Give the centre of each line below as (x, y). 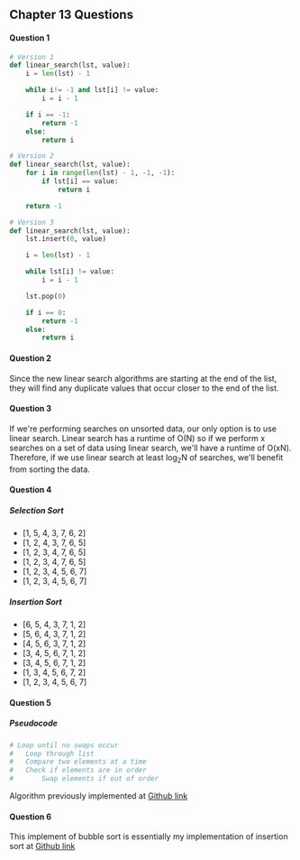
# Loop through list (52, 754)
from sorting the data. (50, 469)
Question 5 (31, 702)
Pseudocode (34, 723)
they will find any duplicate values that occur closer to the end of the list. (144, 388)
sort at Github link (42, 846)
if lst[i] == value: (80, 181)
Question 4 (31, 490)
